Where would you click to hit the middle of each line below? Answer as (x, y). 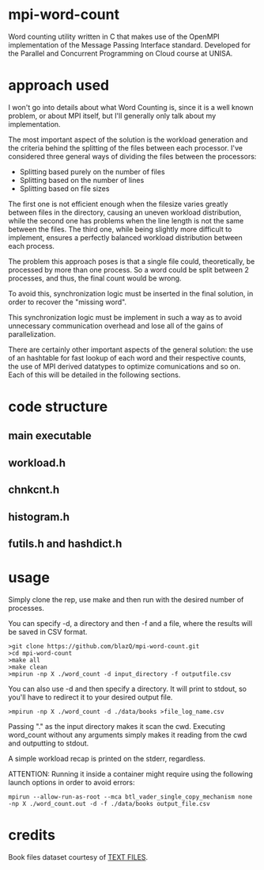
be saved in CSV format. (48, 632)
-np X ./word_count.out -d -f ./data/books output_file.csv (109, 803)
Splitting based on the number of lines (82, 180)
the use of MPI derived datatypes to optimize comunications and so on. (124, 366)
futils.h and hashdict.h (65, 544)
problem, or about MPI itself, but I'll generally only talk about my (112, 116)
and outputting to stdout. (49, 743)
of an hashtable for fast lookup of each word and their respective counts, (127, 357)
